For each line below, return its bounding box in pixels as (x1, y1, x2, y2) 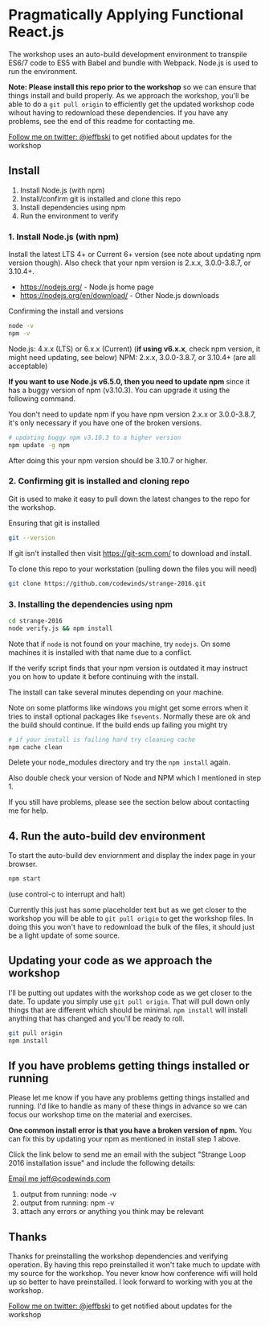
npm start (8, 875, 42, 883)
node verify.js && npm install (8, 624, 113, 632)
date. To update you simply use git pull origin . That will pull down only (8, 997, 251, 1006)
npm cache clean (8, 743, 63, 751)
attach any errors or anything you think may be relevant (19, 1207, 204, 1216)
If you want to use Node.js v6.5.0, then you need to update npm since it (8, 376, 251, 386)
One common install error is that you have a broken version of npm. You (8, 1125, 252, 1135)
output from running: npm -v (19, 1198, 115, 1208)
